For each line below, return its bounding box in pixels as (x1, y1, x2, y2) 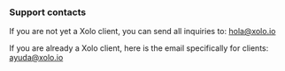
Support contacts (9, 6, 87, 18)
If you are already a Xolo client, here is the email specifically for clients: (9, 43, 269, 53)
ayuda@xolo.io (9, 53, 64, 63)
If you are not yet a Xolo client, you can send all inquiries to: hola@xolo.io (9, 26, 276, 37)
